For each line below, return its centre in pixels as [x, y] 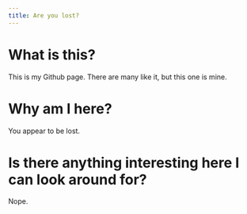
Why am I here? [60, 109]
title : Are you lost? [44, 15]
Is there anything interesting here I [124, 162]
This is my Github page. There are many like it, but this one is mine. [118, 77]
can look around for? [78, 180]
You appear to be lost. [44, 131]
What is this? [52, 54]
